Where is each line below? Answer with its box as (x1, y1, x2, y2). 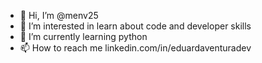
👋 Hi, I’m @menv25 (19, 10, 99, 21)
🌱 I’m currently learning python (19, 31, 148, 42)
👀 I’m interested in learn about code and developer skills (19, 20, 252, 32)
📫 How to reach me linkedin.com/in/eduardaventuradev (19, 42, 252, 54)
